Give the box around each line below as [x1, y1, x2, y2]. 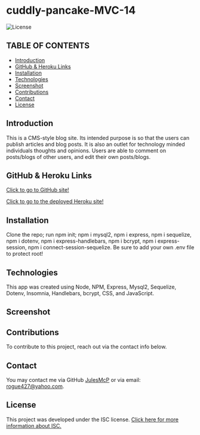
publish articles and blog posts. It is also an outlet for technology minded [6, 140, 185, 148]
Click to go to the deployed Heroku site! [6, 198, 104, 205]
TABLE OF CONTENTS [6, 41, 90, 51]
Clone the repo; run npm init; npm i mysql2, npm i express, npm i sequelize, [6, 231, 192, 238]
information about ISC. [6, 422, 61, 429]
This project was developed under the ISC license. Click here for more [6, 416, 179, 423]
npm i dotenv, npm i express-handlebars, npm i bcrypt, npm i [6, 237, 156, 245]
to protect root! [6, 250, 44, 258]
